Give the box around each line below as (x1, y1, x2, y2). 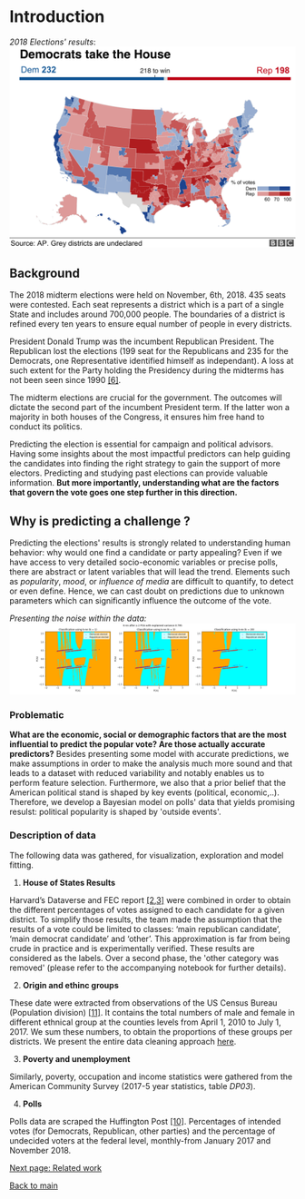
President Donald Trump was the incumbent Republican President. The (9, 336, 275, 347)
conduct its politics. (9, 421, 84, 432)
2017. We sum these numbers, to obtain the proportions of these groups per (9, 1026, 293, 1037)
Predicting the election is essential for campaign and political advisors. (9, 438, 274, 450)
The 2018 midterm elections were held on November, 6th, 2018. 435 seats (9, 290, 286, 300)
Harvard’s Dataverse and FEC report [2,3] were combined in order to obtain (9, 894, 291, 905)
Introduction (9, 6, 105, 27)
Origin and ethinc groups (22, 979, 120, 990)
